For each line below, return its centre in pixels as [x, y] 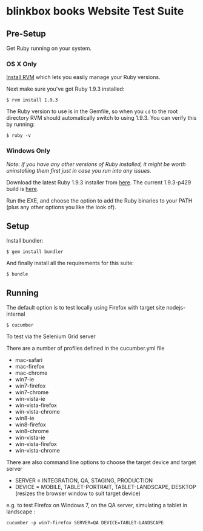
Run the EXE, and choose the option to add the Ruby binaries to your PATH [99, 200]
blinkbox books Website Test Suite [95, 11]
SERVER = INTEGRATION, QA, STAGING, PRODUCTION [84, 481]
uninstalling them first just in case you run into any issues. [79, 170]
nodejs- [176, 308]
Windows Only [28, 151]
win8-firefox [31, 425]
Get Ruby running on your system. [49, 48]
